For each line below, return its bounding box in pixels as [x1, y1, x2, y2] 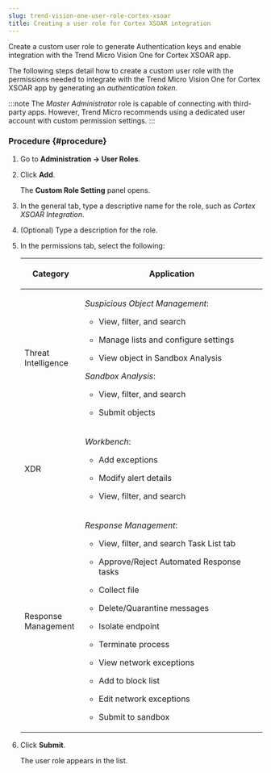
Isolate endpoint [98, 620, 160, 632]
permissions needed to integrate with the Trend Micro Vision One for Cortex [8, 74, 261, 84]
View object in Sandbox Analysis [98, 352, 223, 363]
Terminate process [98, 638, 170, 650]
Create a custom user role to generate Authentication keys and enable [8, 41, 242, 51]
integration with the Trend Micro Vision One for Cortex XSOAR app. [8, 50, 231, 60]
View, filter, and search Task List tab [98, 537, 236, 549]
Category [31, 268, 70, 279]
